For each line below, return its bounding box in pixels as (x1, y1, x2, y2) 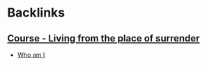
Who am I (17, 50, 45, 59)
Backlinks (7, 5, 66, 21)
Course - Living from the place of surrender (7, 32, 200, 44)
